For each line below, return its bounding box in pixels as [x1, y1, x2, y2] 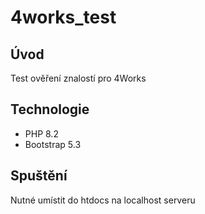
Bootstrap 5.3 [24, 138, 82, 150]
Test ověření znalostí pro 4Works [10, 72, 147, 84]
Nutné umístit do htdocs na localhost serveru [10, 194, 196, 206]
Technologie [10, 101, 90, 118]
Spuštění [10, 167, 68, 185]
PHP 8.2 [24, 127, 59, 140]
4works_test [10, 6, 117, 29]
